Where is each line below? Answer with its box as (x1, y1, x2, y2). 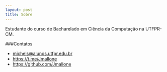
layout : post (5, 7, 33, 12)
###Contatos (5, 40, 33, 46)
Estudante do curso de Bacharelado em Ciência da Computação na (5, 25, 144, 31)
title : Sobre (5, 12, 33, 17)
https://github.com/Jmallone (12, 61, 71, 67)
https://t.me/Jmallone (12, 55, 57, 61)
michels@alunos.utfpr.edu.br (12, 50, 73, 56)
